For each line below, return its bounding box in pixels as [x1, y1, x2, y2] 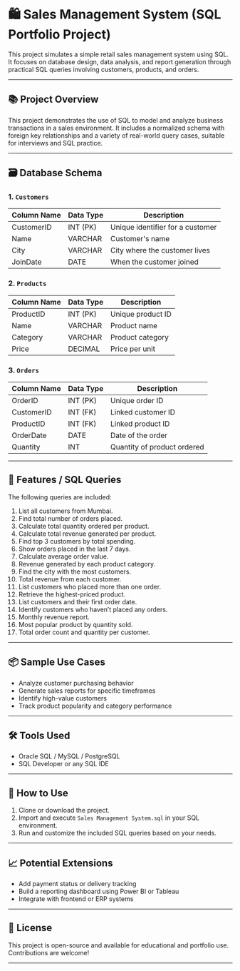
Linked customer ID [110, 407, 176, 417]
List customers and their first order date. [18, 597, 137, 606]
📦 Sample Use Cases [8, 656, 105, 668]
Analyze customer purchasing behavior [18, 678, 134, 687]
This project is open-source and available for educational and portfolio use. [8, 940, 229, 950]
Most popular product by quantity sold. [18, 620, 133, 629]
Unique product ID [110, 309, 172, 319]
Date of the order [110, 430, 168, 440]
